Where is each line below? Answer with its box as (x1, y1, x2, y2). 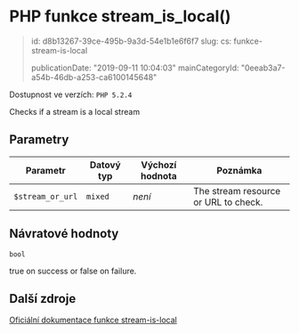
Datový (89, 158, 122, 171)
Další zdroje (9, 291, 77, 306)
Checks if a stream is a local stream (9, 106, 141, 117)
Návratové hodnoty (9, 226, 119, 241)
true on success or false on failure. (9, 265, 137, 276)
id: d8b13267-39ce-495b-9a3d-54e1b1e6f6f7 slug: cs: (30, 36, 232, 46)
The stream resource (192, 184, 281, 197)
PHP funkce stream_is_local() (9, 6, 231, 27)
